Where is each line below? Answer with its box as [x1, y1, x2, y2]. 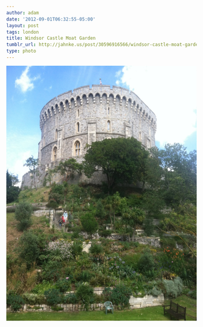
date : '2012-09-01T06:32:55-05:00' [6, 16, 96, 22]
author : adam [6, 10, 39, 16]
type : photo [6, 48, 36, 54]
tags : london [6, 29, 39, 35]
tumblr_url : [6, 42, 36, 48]
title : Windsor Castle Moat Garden [6, 35, 96, 42]
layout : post [6, 22, 39, 28]
